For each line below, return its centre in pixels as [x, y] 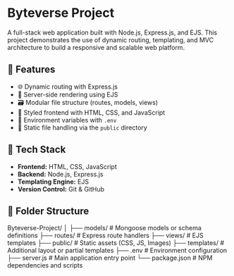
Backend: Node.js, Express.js [60, 174]
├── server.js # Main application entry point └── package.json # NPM [110, 258]
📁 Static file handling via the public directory [82, 127]
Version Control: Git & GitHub [61, 189]
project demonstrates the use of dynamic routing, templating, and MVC [110, 39]
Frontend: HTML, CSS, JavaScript [67, 166]
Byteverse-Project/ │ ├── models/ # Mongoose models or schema [105, 228]
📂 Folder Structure [48, 211]
